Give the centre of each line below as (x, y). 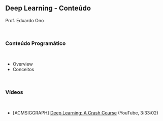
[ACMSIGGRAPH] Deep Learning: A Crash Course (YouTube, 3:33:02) (85, 113)
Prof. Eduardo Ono (25, 20)
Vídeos (14, 92)
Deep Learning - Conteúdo (48, 8)
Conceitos (23, 70)
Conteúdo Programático (36, 43)
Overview (23, 64)
